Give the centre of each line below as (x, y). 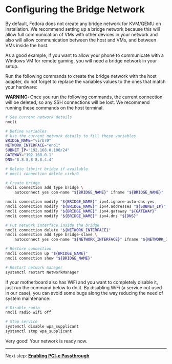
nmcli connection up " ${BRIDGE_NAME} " (47, 254)
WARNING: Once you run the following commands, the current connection (84, 97)
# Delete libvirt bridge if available (47, 169)
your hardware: (21, 87)
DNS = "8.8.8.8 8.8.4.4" (29, 160)
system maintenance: (28, 298)
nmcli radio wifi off (28, 313)
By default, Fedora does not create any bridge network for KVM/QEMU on (83, 24)
